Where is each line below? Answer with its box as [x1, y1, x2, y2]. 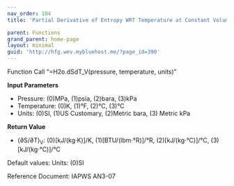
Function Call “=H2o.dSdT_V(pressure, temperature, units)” [7, 67, 177, 76]
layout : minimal [7, 42, 54, 49]
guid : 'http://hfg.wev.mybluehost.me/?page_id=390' [7, 49, 160, 56]
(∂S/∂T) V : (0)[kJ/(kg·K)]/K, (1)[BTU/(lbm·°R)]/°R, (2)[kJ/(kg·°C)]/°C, [17, 136, 210, 146]
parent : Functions [7, 29, 61, 36]
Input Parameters [7, 81, 59, 89]
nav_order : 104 [7, 10, 52, 17]
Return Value [7, 123, 46, 130]
